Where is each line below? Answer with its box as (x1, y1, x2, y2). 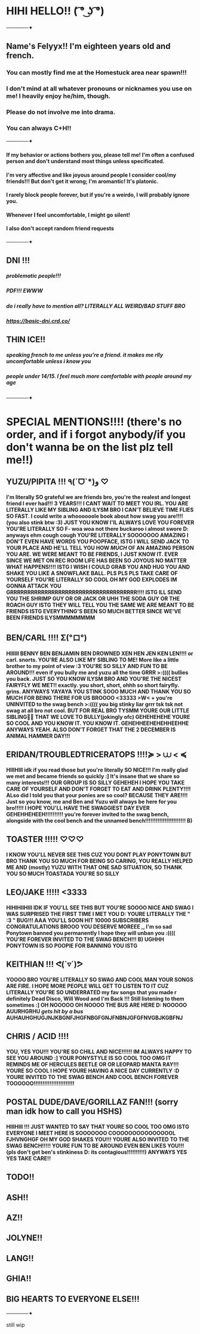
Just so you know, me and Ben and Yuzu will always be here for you (6, 798, 177, 805)
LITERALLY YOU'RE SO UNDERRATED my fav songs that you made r (6, 988, 177, 995)
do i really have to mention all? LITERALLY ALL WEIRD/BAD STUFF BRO (6, 302, 186, 309)
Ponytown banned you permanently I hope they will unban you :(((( (6, 929, 176, 936)
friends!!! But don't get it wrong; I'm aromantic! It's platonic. (6, 177, 159, 185)
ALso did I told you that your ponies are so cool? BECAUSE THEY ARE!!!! (6, 791, 188, 798)
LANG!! (6, 1253, 34, 1264)
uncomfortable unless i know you (6, 358, 91, 365)
